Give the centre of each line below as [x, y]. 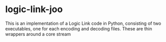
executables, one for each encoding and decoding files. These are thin [79, 28]
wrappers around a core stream [38, 34]
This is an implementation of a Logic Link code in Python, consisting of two [83, 23]
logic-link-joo [34, 9]
